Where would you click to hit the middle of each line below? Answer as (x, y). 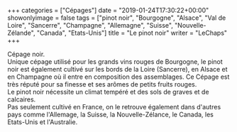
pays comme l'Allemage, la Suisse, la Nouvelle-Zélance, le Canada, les (111, 114)
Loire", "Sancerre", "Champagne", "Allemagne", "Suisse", (90, 25)
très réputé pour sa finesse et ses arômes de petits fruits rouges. (102, 84)
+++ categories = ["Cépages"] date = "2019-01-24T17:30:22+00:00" (108, 10)
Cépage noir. (26, 54)
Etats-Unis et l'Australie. (43, 122)
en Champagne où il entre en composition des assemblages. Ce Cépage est (118, 77)
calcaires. (22, 99)
